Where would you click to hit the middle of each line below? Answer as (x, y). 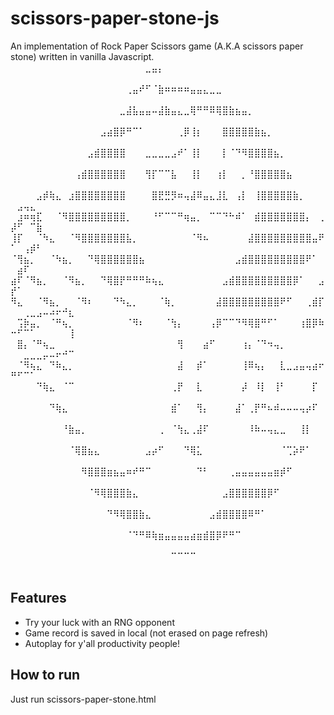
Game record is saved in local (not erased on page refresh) (146, 633)
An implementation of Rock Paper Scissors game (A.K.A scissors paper (157, 46)
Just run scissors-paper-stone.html (83, 699)
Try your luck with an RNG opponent (99, 622)
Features (38, 598)
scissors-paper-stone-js (115, 18)
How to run (45, 675)
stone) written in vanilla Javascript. (82, 56)
